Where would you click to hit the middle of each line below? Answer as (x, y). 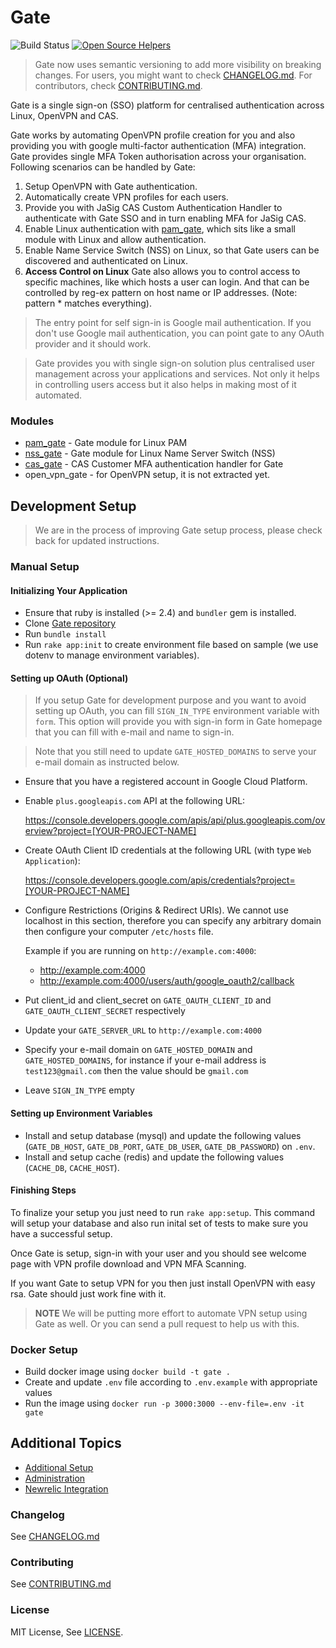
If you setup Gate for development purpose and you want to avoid (170, 700)
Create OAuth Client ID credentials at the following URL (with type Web (168, 850)
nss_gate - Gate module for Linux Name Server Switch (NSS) (150, 453)
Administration (55, 1478)
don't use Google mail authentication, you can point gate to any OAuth (179, 333)
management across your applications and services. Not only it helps (177, 373)
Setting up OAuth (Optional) (69, 678)
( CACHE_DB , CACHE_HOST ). (72, 1167)
